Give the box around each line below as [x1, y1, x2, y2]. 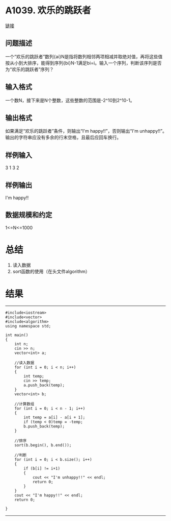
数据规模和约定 [5, 210, 52, 220]
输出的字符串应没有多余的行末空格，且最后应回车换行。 [5, 134, 121, 140]
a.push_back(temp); [23, 383, 65, 388]
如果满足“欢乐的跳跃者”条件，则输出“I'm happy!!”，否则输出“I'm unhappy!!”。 [5, 128, 165, 134]
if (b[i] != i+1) [23, 466, 60, 471]
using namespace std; [5, 323, 51, 328]
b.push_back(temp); [23, 423, 65, 429]
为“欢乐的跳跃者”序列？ [5, 66, 54, 72]
